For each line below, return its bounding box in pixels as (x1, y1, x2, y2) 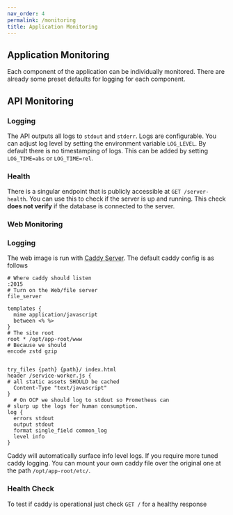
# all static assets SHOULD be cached (7, 378, 120, 385)
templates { (7, 305, 42, 312)
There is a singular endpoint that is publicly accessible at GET (7, 187, 182, 196)
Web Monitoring (7, 220, 63, 229)
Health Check (7, 484, 54, 493)
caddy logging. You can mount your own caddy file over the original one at (7, 459, 221, 468)
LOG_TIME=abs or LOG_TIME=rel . (7, 154, 94, 162)
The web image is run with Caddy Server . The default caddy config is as (7, 254, 214, 262)
